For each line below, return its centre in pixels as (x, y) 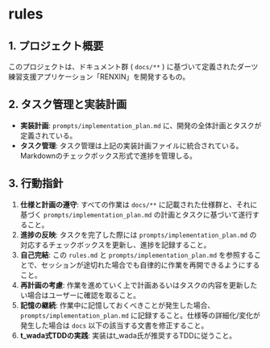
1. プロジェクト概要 (56, 46)
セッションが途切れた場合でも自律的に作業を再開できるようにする (150, 265)
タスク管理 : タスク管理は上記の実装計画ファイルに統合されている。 (131, 145)
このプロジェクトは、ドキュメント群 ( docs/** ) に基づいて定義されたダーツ (133, 66)
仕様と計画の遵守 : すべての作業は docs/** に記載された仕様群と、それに (139, 204)
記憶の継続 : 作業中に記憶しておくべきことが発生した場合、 (117, 305)
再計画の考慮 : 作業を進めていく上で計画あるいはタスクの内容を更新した (139, 285)
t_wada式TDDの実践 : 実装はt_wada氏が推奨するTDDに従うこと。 (128, 335)
